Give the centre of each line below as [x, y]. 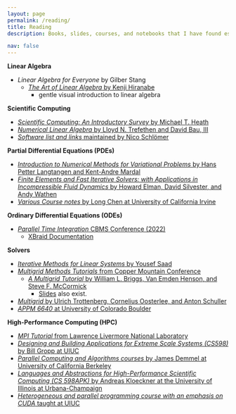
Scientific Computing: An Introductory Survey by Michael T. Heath [113, 122]
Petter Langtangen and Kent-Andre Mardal [79, 172]
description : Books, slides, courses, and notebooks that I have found [114, 33]
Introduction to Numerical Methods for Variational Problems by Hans [117, 164]
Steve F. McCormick [57, 287]
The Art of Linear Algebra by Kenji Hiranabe [91, 87]
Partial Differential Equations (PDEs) [61, 151]
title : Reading [29, 27]
